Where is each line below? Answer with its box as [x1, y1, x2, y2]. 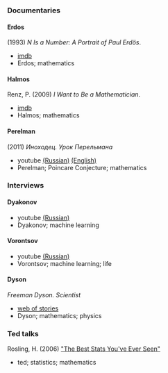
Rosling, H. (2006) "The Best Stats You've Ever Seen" [7, 345, 161, 353]
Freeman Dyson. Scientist [7, 291, 81, 299]
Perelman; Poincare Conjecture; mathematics [17, 163, 147, 172]
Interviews [7, 181, 44, 190]
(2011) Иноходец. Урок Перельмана [7, 142, 113, 151]
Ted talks [7, 329, 40, 338]
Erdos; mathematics [17, 59, 75, 67]
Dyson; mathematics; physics [17, 312, 102, 320]
